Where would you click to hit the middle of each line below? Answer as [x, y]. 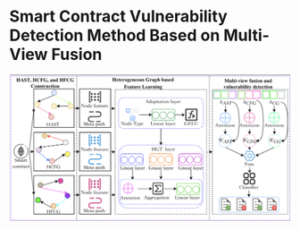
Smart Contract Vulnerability [118, 17]
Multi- [246, 35]
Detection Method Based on [115, 35]
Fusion [77, 55]
